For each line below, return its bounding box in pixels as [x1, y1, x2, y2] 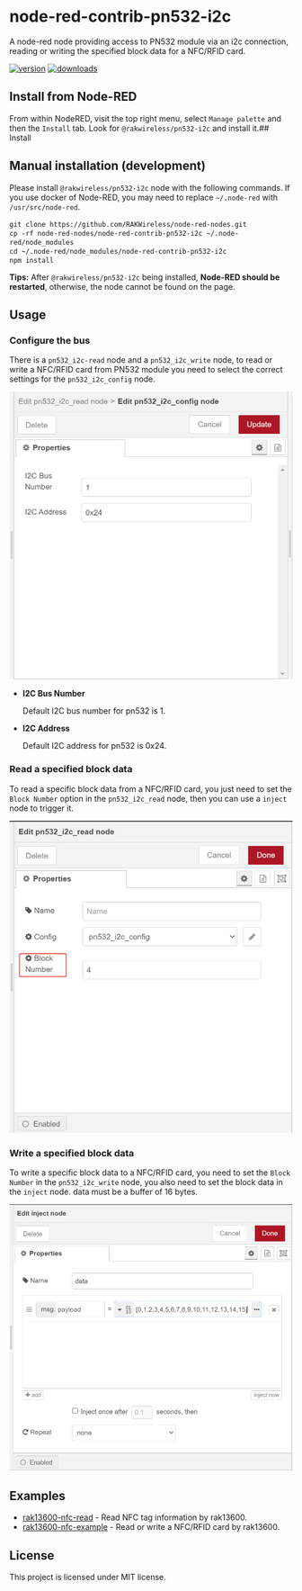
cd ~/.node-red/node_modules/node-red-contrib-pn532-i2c [9, 247, 227, 256]
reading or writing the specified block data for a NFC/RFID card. [9, 45, 246, 56]
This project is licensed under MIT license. [9, 1572, 166, 1583]
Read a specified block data [9, 763, 133, 776]
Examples [9, 1488, 66, 1504]
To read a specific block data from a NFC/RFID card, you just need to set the [9, 783, 292, 794]
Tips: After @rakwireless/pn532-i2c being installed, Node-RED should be [9, 272, 280, 283]
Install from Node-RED [9, 89, 138, 104]
